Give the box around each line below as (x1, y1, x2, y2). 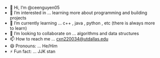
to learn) (9, 25, 27, 31)
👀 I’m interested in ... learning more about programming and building (9, 10, 148, 16)
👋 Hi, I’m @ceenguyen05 (9, 5, 60, 10)
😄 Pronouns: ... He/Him (9, 43, 58, 49)
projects (9, 15, 27, 20)
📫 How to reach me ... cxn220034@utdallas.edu (9, 36, 109, 41)
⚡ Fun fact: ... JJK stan (9, 49, 56, 54)
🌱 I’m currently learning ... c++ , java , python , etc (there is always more (9, 20, 155, 26)
